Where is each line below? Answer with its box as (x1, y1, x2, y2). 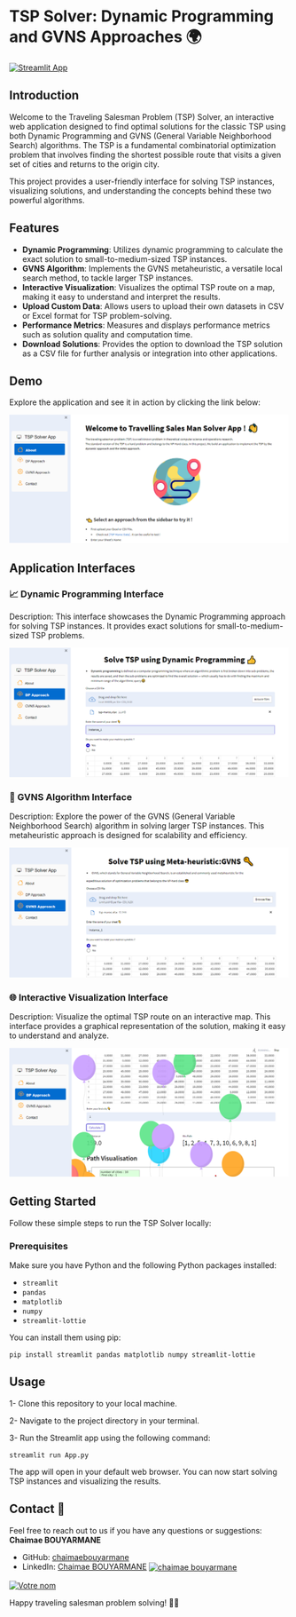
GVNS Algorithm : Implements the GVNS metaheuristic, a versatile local (21, 263, 283, 273)
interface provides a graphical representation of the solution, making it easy (9, 1021, 286, 1032)
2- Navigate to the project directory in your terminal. (9, 1415, 199, 1426)
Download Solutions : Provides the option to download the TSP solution (21, 338, 284, 349)
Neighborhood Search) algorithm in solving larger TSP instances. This (9, 820, 265, 831)
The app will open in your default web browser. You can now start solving (9, 1466, 277, 1477)
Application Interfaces (9, 560, 136, 575)
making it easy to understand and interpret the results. (21, 291, 222, 302)
